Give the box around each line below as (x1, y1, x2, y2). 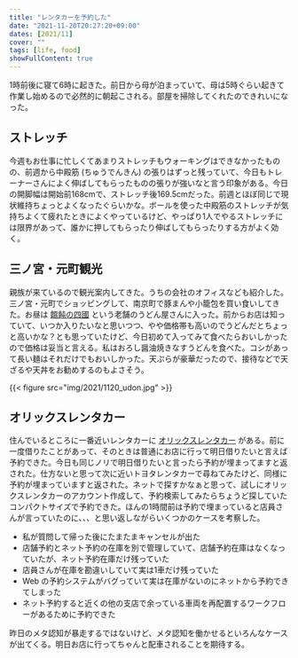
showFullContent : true (9, 54, 93, 63)
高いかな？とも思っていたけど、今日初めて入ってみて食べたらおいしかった (16, 331, 288, 341)
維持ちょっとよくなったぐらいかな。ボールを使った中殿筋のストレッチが (16, 200, 281, 210)
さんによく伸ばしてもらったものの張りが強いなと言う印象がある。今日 (32, 177, 288, 188)
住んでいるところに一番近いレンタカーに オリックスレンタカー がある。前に (9, 435, 286, 446)
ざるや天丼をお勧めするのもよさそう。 (9, 364, 149, 375)
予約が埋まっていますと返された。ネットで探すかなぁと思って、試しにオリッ (9, 480, 288, 490)
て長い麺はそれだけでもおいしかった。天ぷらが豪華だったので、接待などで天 (9, 353, 289, 364)
